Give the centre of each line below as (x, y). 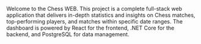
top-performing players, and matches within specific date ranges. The (95, 21)
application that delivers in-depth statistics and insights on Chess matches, (101, 15)
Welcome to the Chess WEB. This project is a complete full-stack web (94, 9)
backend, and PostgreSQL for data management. (68, 34)
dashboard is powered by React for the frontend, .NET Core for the (90, 28)
